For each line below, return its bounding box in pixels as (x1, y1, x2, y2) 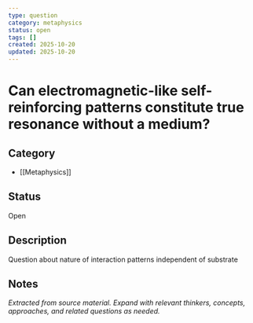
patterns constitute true (85, 99, 245, 116)
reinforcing (8, 99, 82, 116)
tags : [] (8, 33, 37, 42)
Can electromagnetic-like (8, 82, 178, 100)
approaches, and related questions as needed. (8, 306, 160, 316)
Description (8, 233, 67, 248)
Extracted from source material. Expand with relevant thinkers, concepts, (8, 298, 246, 307)
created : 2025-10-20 (8, 41, 76, 49)
